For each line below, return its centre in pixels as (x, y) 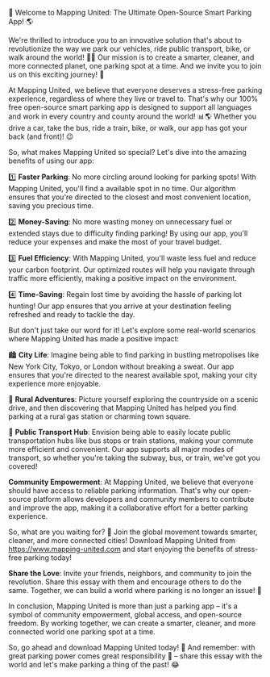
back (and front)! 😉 (41, 136)
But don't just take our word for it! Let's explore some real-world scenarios (132, 330)
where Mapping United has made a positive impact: (94, 338)
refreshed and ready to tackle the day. (72, 314)
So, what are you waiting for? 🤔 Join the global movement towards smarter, (133, 532)
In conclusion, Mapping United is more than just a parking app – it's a (123, 606)
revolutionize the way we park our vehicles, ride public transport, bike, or (130, 49)
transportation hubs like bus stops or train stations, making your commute (131, 441)
